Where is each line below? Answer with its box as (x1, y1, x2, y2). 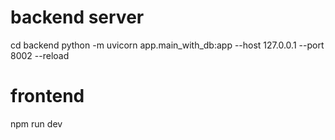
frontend (10, 85, 85, 108)
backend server (10, 6, 145, 29)
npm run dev (10, 117, 63, 130)
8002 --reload (10, 49, 70, 61)
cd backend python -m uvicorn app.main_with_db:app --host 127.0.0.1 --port (10, 39, 325, 51)
